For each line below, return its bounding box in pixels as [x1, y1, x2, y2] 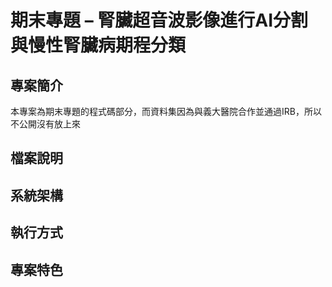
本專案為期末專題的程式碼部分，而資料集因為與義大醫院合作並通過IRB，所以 [10, 106, 322, 117]
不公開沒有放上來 [10, 118, 81, 130]
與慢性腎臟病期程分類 [10, 34, 187, 57]
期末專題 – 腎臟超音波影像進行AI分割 [10, 9, 309, 32]
